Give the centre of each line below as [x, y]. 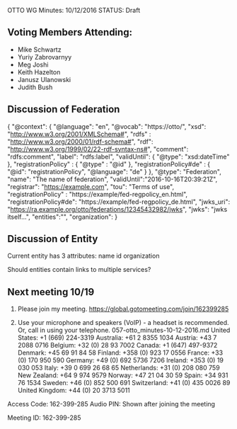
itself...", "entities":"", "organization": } [63, 217]
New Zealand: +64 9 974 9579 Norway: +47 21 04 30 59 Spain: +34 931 [123, 375]
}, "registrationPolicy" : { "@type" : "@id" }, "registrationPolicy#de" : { [109, 164]
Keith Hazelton [39, 72]
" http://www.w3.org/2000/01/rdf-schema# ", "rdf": [80, 142]
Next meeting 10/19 [51, 292]
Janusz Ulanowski [44, 79]
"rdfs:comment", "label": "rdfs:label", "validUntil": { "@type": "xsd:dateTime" [118, 156]
